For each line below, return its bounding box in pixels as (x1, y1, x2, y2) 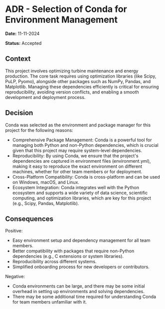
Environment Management (5, 14, 118, 25)
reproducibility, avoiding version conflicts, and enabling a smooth (5, 89, 140, 95)
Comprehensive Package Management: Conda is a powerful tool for (12, 137, 152, 143)
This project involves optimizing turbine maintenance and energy (5, 68, 139, 74)
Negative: (5, 274, 25, 280)
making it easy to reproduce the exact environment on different (12, 163, 143, 169)
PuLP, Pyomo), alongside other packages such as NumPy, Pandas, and (5, 78, 151, 84)
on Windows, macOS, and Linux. (12, 179, 80, 185)
